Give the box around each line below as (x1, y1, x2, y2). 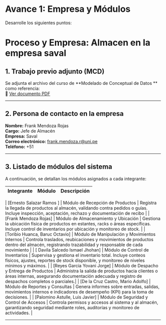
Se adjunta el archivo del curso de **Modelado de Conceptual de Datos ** (5, 80, 158, 86)
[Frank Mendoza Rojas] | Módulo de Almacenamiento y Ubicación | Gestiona (5, 216, 161, 221)
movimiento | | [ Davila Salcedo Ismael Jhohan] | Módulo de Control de (5, 247, 149, 253)
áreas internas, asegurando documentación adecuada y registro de (5, 273, 142, 279)
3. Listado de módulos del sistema (5, 163, 113, 171)
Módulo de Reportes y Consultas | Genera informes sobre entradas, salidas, (5, 284, 160, 289)
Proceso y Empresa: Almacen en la (5, 37, 151, 48)
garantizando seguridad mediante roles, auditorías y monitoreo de (5, 304, 140, 310)
